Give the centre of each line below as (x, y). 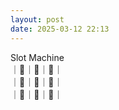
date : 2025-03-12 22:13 (60, 29)
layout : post (37, 19)
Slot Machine (37, 57)
